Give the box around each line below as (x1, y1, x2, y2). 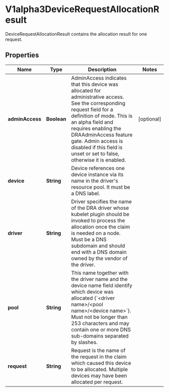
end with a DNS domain (71, 248, 127, 255)
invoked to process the (71, 217, 125, 224)
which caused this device (71, 359, 132, 366)
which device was (71, 288, 114, 295)
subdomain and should (71, 242, 125, 249)
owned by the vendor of (71, 255, 128, 262)
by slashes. (71, 339, 98, 346)
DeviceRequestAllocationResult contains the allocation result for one (5, 31, 147, 37)
